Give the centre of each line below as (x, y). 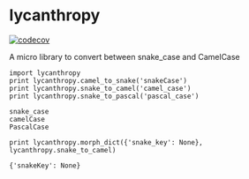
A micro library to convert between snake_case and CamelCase (124, 56)
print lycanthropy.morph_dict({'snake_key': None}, (106, 142)
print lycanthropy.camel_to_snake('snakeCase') (98, 80)
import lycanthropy (45, 73)
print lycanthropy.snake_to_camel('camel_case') (100, 88)
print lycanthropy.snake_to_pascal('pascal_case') (104, 96)
